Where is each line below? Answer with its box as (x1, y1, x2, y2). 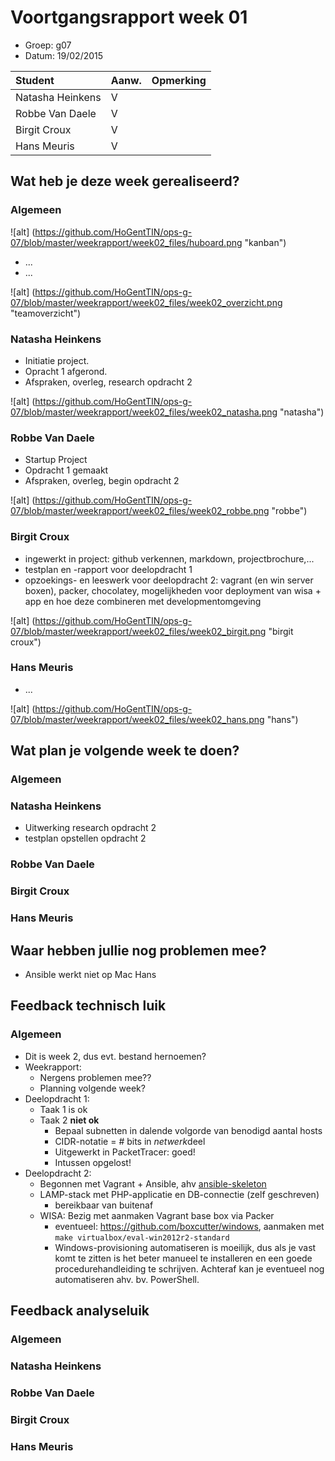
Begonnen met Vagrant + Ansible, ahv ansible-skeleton (39, 1177, 267, 1190)
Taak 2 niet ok (39, 1114, 100, 1126)
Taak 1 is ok (39, 1103, 88, 1115)
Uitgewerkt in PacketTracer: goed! (54, 1146, 196, 1158)
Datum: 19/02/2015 (24, 49, 104, 61)
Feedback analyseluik (10, 1302, 150, 1320)
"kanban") (244, 236, 287, 248)
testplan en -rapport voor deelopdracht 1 (24, 563, 193, 575)
